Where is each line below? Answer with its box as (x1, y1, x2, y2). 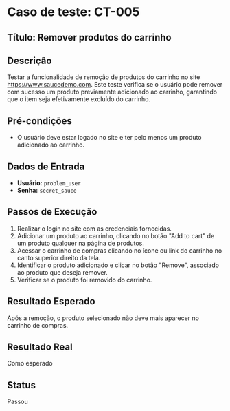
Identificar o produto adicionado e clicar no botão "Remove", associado (16, 261, 220, 269)
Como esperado (7, 359, 53, 368)
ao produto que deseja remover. (16, 268, 108, 276)
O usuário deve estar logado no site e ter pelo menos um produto (16, 134, 202, 142)
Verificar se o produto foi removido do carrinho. (16, 275, 152, 284)
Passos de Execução (7, 206, 97, 218)
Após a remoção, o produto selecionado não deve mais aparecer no (7, 314, 199, 322)
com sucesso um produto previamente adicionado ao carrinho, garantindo (7, 87, 218, 96)
